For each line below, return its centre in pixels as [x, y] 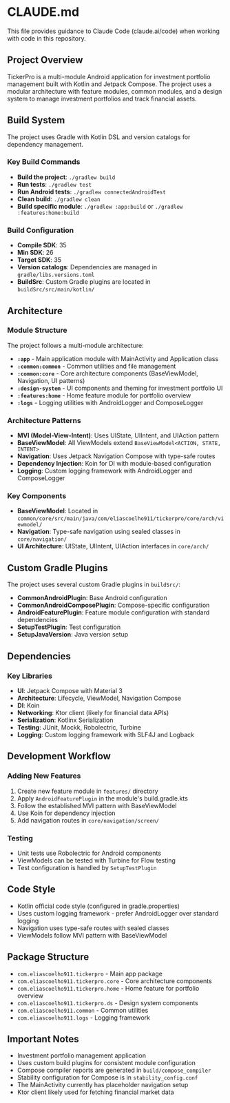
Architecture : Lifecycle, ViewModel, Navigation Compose [99, 698]
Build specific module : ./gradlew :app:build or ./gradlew [100, 206]
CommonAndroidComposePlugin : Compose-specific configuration [113, 605]
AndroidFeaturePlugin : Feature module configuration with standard [113, 612]
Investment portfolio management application [82, 1055]
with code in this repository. [46, 38]
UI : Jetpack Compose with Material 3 [70, 690]
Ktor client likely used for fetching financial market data [95, 1092]
